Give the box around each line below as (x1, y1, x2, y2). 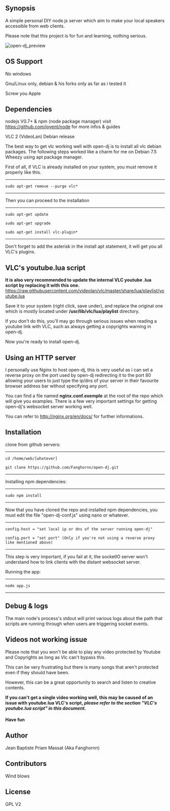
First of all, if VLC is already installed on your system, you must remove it (5, 164, 157, 170)
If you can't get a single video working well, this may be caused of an (5, 694, 153, 701)
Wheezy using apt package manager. (5, 154, 83, 160)
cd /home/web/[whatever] (5, 456, 58, 461)
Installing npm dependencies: (5, 478, 67, 484)
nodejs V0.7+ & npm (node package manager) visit (5, 119, 111, 125)
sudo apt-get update (5, 212, 49, 217)
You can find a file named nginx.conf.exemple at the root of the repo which (5, 393, 163, 399)
